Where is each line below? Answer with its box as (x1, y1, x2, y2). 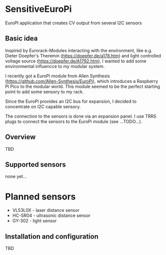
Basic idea (5, 34, 38, 43)
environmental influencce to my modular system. (5, 63, 105, 69)
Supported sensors (5, 160, 66, 169)
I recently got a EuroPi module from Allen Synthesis (5, 73, 110, 79)
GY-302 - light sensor (12, 218, 57, 224)
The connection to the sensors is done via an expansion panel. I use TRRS (5, 113, 157, 119)
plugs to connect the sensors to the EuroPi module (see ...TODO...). (5, 118, 142, 125)
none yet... (5, 174, 27, 180)
